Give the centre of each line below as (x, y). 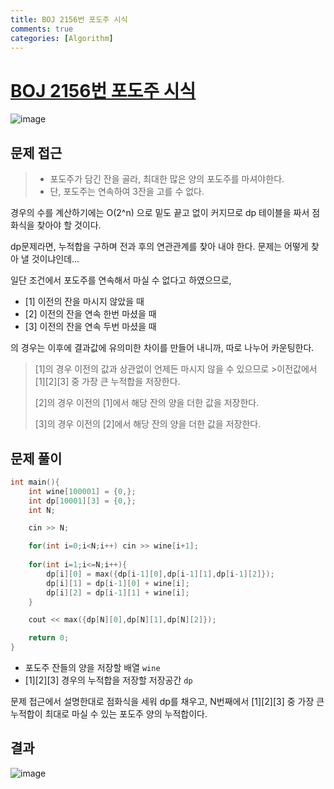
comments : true (42, 29)
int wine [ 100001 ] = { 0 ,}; (82, 491)
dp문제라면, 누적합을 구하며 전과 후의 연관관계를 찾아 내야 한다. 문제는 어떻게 (159, 247)
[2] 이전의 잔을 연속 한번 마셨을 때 (90, 314)
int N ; (42, 510)
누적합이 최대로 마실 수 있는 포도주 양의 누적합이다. (109, 714)
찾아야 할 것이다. (69, 225)
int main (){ (35, 482)
